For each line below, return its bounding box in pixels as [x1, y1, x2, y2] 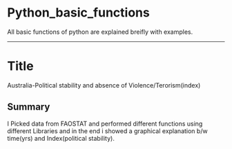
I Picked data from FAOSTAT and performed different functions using [7, 119, 203, 128]
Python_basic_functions [7, 5, 150, 21]
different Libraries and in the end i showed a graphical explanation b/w [7, 126, 209, 135]
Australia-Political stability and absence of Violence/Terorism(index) [7, 81, 201, 89]
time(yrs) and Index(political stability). [7, 134, 115, 142]
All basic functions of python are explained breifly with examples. [7, 28, 193, 36]
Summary [7, 101, 50, 113]
